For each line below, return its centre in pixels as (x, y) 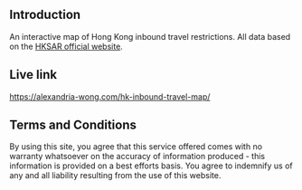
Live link (33, 75)
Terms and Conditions (73, 125)
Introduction (45, 15)
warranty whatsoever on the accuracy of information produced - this (137, 157)
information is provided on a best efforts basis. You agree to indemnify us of (151, 166)
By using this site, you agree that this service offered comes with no (136, 147)
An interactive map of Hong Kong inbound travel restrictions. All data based (150, 36)
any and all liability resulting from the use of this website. (115, 176)
